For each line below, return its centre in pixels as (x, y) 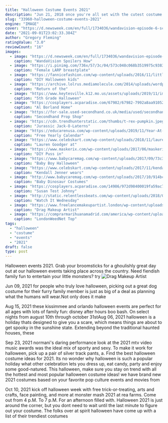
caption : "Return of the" (41, 89)
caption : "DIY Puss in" (39, 154)
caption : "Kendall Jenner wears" (49, 172)
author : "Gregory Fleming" (33, 38)
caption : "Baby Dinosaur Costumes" (51, 182)
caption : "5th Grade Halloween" (48, 98)
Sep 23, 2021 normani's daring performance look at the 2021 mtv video (78, 342)
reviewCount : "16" (24, 47)
